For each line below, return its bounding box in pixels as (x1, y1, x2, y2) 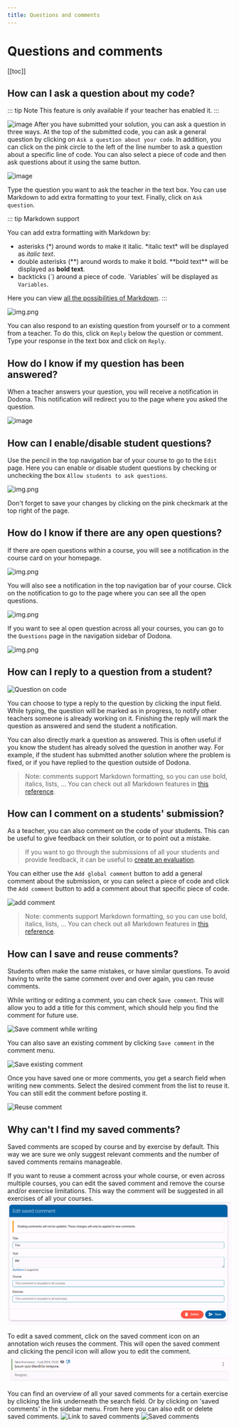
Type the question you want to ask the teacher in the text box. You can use (7, 185, 227, 194)
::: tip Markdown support (7, 215, 80, 223)
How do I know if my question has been (7, 357, 185, 369)
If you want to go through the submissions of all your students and (24, 848, 220, 856)
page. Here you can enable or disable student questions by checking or (7, 464, 217, 472)
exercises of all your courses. (7, 1195, 94, 1203)
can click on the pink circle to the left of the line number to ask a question (7, 143, 223, 151)
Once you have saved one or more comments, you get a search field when (7, 1074, 226, 1083)
